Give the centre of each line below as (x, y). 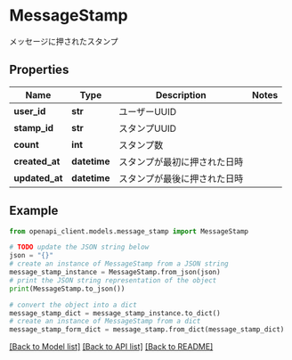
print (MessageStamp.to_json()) (67, 289)
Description (181, 94)
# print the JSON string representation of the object (113, 280)
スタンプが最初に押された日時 (181, 161)
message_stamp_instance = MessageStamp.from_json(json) (115, 273)
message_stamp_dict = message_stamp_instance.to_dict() (115, 313)
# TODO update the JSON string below (79, 247)
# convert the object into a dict (73, 305)
